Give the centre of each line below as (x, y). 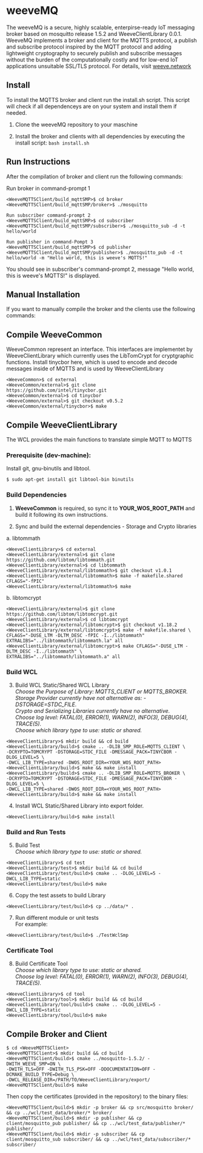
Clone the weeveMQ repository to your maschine (76, 124)
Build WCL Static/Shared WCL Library (62, 685)
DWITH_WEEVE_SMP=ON (31, 1064)
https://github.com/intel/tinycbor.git (57, 390)
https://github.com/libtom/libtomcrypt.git (62, 614)
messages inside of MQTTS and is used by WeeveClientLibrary (85, 369)
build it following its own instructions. (61, 514)
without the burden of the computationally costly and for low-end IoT (92, 60)
